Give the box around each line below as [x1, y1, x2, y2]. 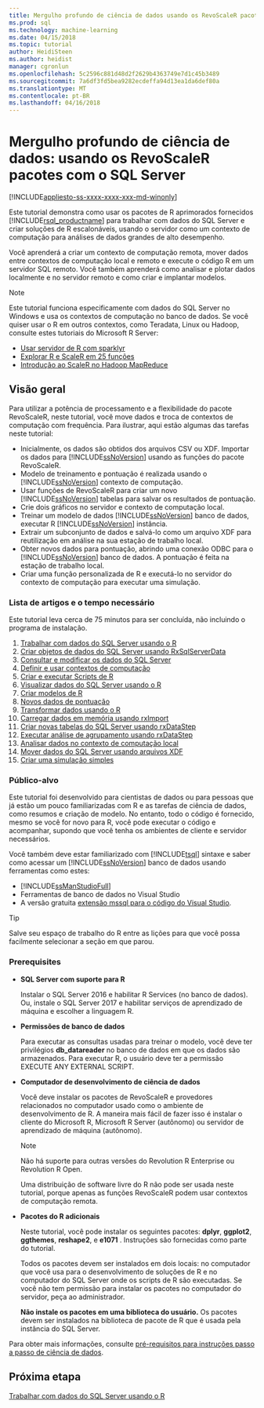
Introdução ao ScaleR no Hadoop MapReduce [20, 360, 168, 370]
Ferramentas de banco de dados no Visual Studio [20, 890, 180, 899]
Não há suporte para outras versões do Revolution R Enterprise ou [20, 1156, 235, 1165]
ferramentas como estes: [9, 866, 90, 876]
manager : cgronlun [9, 63, 69, 71]
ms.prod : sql [9, 19, 52, 27]
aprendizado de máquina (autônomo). [20, 1125, 143, 1135]
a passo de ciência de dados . [9, 1348, 104, 1357]
